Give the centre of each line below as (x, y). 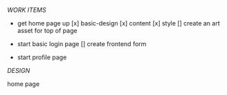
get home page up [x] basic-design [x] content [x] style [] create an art (118, 23)
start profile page (42, 57)
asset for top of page (47, 31)
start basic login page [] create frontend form (82, 44)
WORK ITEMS (27, 10)
